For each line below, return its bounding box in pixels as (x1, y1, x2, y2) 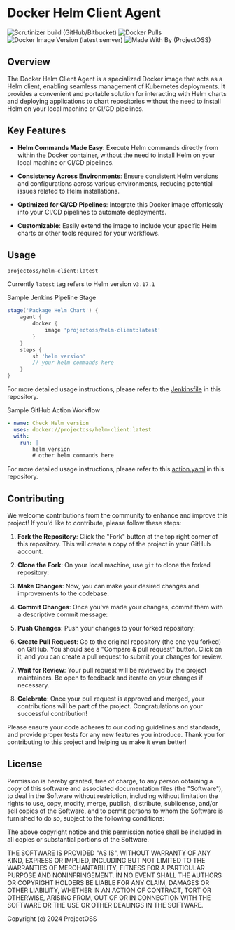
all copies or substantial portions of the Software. (7, 835, 149, 843)
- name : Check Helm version (7, 419, 90, 426)
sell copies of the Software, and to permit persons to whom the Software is (7, 807, 224, 815)
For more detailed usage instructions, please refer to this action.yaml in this (7, 465, 225, 473)
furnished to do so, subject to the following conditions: (7, 814, 164, 822)
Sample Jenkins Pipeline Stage (7, 293, 97, 302)
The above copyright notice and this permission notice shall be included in (7, 828, 222, 836)
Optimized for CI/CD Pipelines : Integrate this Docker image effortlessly (17, 200, 224, 208)
